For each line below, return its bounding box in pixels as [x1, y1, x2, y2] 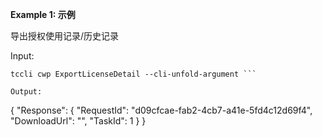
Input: [10, 50, 35, 62]
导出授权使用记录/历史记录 [10, 30, 120, 42]
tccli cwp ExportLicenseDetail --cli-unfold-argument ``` [10, 69, 257, 79]
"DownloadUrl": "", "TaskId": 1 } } [10, 115, 147, 127]
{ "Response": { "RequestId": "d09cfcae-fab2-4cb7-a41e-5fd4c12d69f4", [10, 104, 313, 116]
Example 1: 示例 [10, 9, 76, 20]
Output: [10, 87, 43, 97]
